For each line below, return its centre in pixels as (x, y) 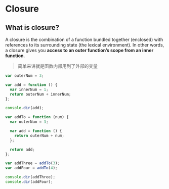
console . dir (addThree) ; (30, 177)
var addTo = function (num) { (37, 117)
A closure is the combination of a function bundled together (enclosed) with (84, 39)
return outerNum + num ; (39, 135)
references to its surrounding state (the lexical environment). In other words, (85, 45)
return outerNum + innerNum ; (40, 94)
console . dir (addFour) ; (29, 182)
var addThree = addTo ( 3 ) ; (32, 163)
